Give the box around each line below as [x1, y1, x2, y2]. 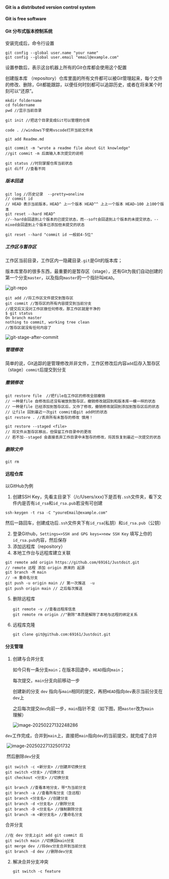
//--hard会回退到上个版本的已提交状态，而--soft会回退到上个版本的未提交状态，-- [5, 217, 159, 222]
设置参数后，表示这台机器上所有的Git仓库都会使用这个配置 [5, 64, 127, 71]
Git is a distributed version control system [5, 4, 95, 10]
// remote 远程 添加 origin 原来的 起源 [5, 566, 85, 571]
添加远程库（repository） [12, 543, 65, 550]
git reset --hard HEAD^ [5, 211, 56, 217]
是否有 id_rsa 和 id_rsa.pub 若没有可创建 [21, 500, 103, 507]
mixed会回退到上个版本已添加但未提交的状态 [5, 222, 85, 228]
